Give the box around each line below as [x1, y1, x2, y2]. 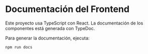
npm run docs [5, 44, 33, 49]
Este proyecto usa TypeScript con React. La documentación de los [5, 20, 143, 26]
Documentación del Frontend [5, 3, 130, 15]
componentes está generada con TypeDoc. [5, 25, 95, 31]
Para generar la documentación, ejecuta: [5, 35, 90, 41]
